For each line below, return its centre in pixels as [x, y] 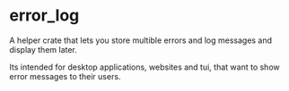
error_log [44, 16]
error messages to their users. [65, 76]
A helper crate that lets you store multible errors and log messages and [140, 40]
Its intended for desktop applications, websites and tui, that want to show [144, 67]
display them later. [44, 49]
